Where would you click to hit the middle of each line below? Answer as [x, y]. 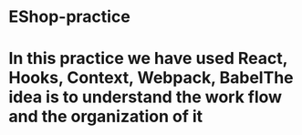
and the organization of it [106, 117]
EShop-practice [70, 17]
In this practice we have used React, [148, 59]
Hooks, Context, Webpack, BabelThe [151, 78]
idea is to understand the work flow [146, 97]
